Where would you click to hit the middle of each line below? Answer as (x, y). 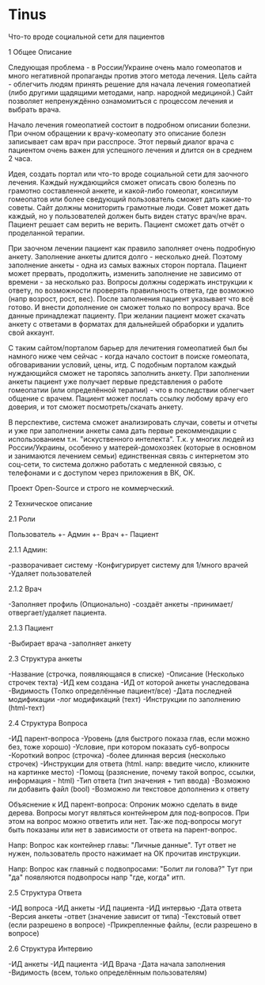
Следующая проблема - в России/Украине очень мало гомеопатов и (125, 67)
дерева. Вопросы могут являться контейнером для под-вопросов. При (129, 813)
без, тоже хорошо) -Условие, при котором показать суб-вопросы (119, 746)
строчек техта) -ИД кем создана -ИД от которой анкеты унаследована (129, 682)
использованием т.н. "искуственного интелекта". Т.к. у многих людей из (131, 439)
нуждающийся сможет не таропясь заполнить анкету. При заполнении (129, 373)
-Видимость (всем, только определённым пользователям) (108, 972)
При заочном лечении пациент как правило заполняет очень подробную (132, 248)
